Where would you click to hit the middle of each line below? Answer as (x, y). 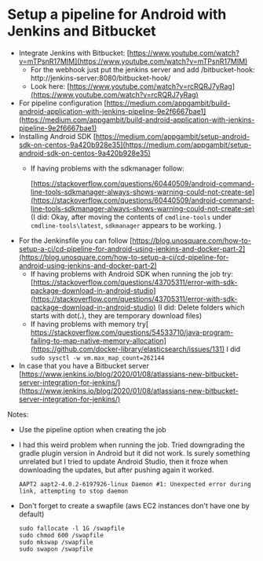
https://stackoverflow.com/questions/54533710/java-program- (132, 332)
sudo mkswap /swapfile (56, 542)
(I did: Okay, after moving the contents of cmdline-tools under (131, 217)
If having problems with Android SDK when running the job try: (131, 273)
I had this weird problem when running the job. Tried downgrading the (131, 445)
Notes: (18, 414)
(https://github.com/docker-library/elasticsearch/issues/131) (128, 349)
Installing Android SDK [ (57, 136)
